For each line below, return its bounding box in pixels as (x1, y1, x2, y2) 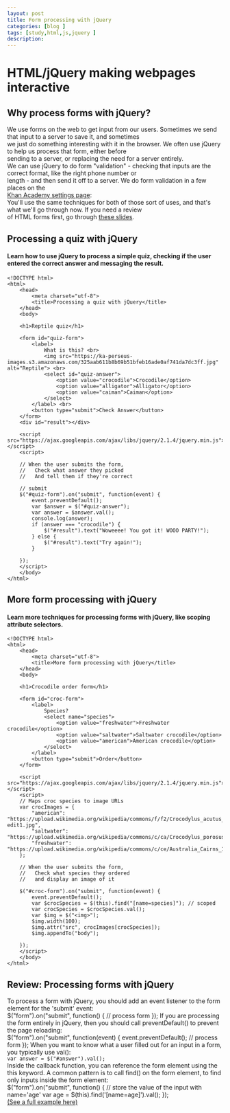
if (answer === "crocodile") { (31, 521, 121, 528)
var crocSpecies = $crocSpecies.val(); (31, 906, 146, 913)
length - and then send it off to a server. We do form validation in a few (7, 177, 207, 185)
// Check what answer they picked (19, 466, 125, 474)
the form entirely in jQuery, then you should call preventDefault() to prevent (7, 1019, 219, 1027)
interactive (7, 80, 71, 95)
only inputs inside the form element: (7, 1076, 109, 1084)
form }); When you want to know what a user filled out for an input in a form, (7, 1041, 222, 1049)
